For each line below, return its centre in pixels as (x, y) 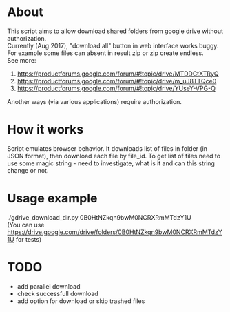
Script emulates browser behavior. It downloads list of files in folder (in (107, 148)
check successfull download (57, 293)
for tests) (29, 239)
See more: (22, 60)
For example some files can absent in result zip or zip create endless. (106, 53)
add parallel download (49, 286)
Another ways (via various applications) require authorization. (95, 101)
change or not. (28, 170)
